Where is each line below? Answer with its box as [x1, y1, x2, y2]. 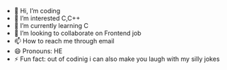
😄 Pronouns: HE [13, 47, 63, 55]
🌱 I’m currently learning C [13, 22, 89, 29]
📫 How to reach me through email [13, 37, 115, 45]
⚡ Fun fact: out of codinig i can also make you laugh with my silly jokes [13, 55, 221, 63]
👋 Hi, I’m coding [13, 7, 61, 15]
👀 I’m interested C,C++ [13, 14, 81, 22]
